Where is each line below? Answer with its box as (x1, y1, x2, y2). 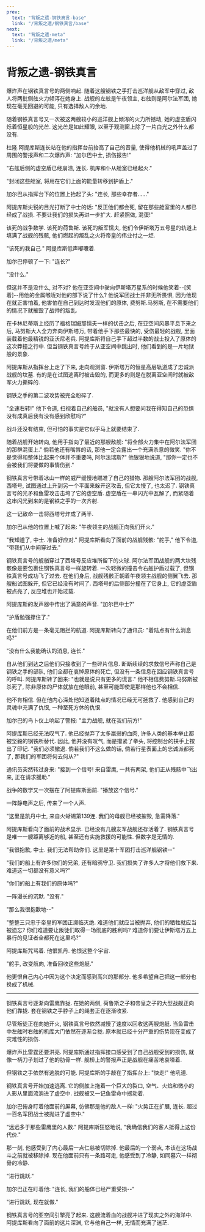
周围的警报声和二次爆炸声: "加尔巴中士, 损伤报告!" (6, 151, 132, 159)
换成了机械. (6, 980, 35, 988)
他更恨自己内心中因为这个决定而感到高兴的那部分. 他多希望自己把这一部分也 (6, 973, 196, 980)
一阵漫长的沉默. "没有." (6, 892, 64, 900)
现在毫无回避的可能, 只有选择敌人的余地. (6, 102, 108, 110)
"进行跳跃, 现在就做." (6, 1198, 59, 1206)
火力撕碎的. (11, 378, 41, 386)
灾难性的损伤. (6, 1035, 41, 1042)
